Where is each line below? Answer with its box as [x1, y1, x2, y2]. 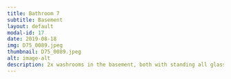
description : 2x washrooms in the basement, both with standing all [7, 61, 208, 68]
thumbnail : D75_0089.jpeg [7, 49, 81, 56]
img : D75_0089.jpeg [7, 42, 63, 49]
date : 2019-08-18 [7, 36, 57, 43]
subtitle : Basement [7, 16, 63, 23]
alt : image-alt [7, 55, 51, 62]
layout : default [7, 23, 54, 30]
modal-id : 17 [7, 29, 45, 36]
